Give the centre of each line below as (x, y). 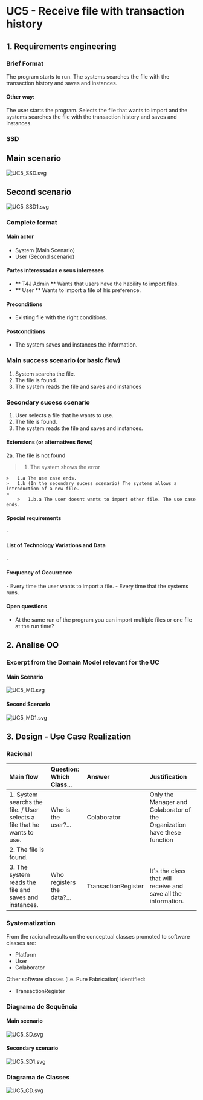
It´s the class (168, 871)
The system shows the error (65, 467)
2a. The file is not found (36, 455)
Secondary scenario (32, 1048)
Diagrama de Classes (38, 1077)
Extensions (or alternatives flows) (50, 442)
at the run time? (34, 626)
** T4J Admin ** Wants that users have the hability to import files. (97, 284)
